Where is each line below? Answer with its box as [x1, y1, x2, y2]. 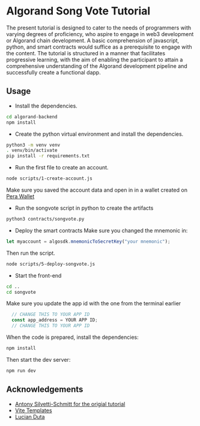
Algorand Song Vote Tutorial [6, 4, 151, 18]
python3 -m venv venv [6, 142, 61, 148]
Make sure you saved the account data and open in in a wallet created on [6, 186, 188, 193]
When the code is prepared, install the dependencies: [6, 333, 139, 341]
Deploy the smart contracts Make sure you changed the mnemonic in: [14, 227, 188, 234]
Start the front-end [14, 272, 62, 279]
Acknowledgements [6, 385, 83, 395]
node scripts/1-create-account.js [6, 175, 93, 181]
